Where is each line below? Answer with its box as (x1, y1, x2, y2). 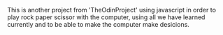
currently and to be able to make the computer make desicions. (7, 21, 190, 28)
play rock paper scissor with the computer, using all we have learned (7, 13, 206, 21)
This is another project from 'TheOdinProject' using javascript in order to (7, 6, 217, 14)
